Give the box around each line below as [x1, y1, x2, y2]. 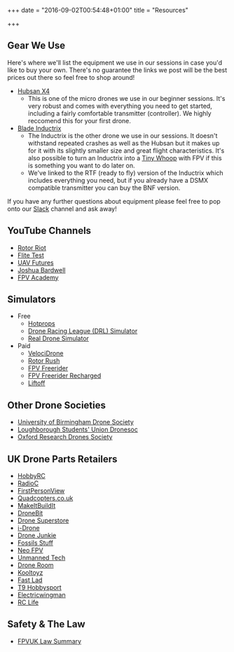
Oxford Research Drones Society [17, 433, 113, 441]
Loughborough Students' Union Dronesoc [17, 425, 138, 433]
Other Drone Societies [7, 399, 106, 411]
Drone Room [17, 561, 54, 569]
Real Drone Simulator [27, 334, 90, 342]
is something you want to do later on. [27, 161, 135, 169]
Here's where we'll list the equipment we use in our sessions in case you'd [7, 58, 223, 67]
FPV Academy [17, 273, 59, 282]
